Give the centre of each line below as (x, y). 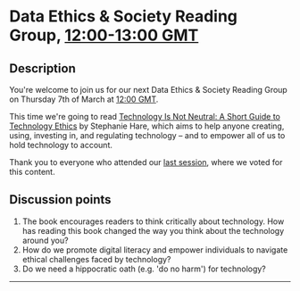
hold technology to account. (61, 145)
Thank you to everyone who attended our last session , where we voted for (146, 162)
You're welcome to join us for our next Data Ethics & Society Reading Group (148, 90)
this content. (32, 172)
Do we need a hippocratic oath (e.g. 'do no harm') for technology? (144, 269)
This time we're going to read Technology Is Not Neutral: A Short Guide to (145, 116)
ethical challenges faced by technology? (96, 259)
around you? (45, 240)
